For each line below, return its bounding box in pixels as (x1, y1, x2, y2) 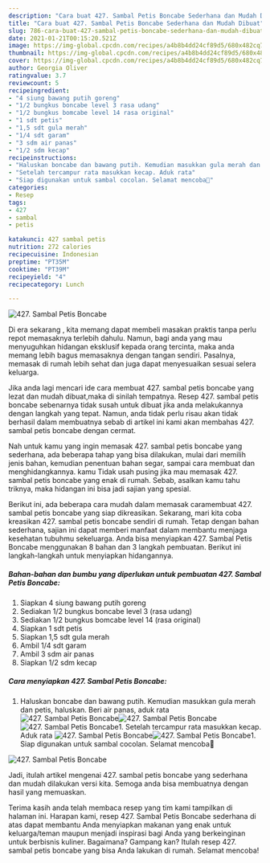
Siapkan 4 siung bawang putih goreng (19, 598, 146, 607)
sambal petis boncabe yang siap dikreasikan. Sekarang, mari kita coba (8, 508, 243, 518)
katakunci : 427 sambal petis (8, 235, 106, 243)
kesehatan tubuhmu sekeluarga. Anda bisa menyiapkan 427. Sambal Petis (8, 534, 252, 543)
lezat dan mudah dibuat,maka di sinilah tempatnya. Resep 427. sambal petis (8, 391, 259, 402)
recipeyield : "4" (8, 272, 67, 281)
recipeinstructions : (8, 153, 78, 162)
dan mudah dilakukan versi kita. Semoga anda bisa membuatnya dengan (8, 779, 249, 788)
